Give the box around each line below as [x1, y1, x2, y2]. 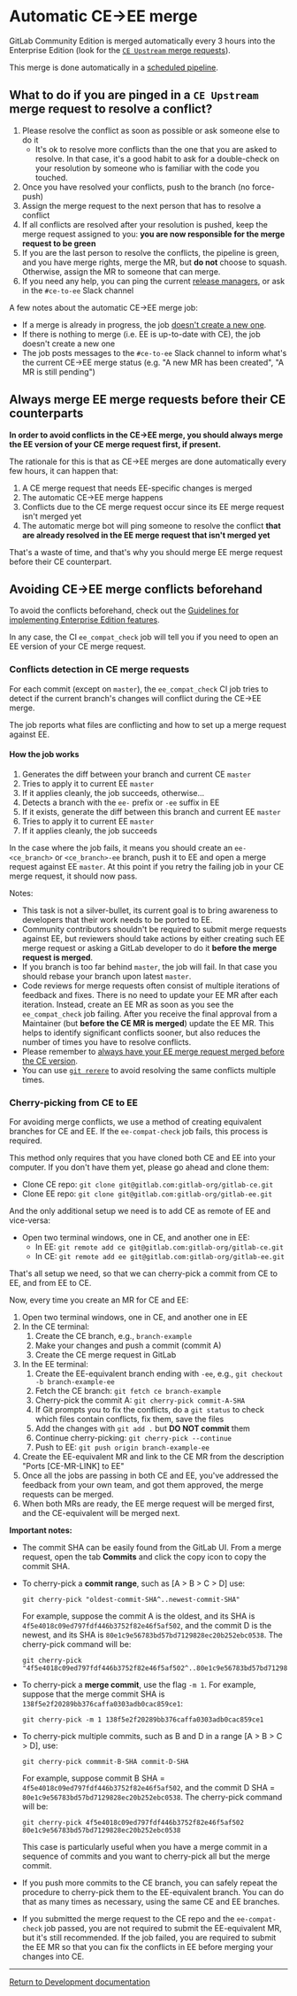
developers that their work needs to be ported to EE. [21, 914, 213, 925]
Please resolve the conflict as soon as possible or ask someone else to [21, 125, 280, 135]
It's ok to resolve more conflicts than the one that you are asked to [34, 143, 278, 154]
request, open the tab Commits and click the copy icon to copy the [21, 1551, 267, 1562]
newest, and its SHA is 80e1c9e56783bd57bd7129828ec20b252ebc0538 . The [21, 1629, 283, 1640]
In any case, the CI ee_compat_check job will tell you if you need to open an [9, 631, 278, 643]
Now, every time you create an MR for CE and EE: [9, 1295, 189, 1305]
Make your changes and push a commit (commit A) [34, 1340, 222, 1351]
